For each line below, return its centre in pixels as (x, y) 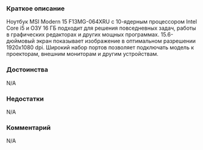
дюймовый (21, 41)
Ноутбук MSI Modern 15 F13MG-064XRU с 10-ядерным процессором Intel (101, 22)
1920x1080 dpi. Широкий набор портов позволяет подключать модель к (100, 47)
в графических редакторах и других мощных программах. (83, 35)
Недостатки (25, 98)
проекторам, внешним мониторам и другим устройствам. (82, 54)
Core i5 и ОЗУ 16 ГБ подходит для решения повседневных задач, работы (101, 28)
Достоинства (27, 70)
